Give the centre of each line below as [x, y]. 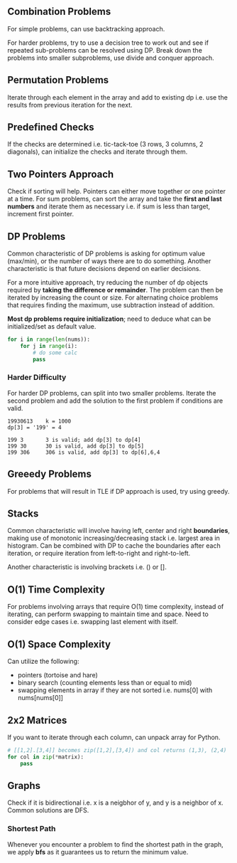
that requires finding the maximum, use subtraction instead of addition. [111, 305]
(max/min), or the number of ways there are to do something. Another [109, 261]
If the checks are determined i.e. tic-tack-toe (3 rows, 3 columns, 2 [105, 144]
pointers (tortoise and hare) [57, 675]
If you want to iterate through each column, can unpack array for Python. [114, 737]
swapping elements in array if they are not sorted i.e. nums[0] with [115, 690]
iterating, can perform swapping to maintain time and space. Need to [108, 614]
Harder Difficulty [37, 378]
